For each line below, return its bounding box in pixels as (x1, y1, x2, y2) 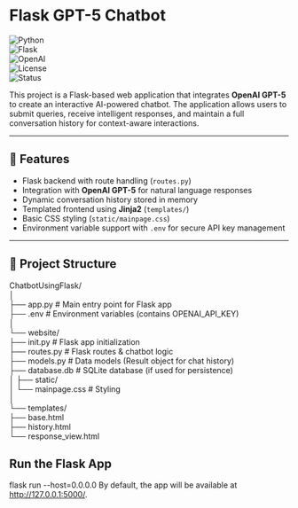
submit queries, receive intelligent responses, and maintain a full (9, 108, 245, 119)
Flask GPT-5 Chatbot (9, 5, 167, 26)
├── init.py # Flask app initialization (9, 336, 140, 347)
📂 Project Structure (9, 256, 117, 271)
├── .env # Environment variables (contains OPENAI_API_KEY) (9, 308, 239, 319)
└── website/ (9, 327, 60, 338)
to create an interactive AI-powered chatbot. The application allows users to (9, 98, 287, 109)
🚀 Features (9, 152, 70, 167)
